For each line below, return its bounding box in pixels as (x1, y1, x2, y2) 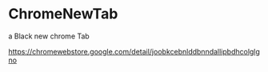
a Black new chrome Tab (8, 31, 90, 41)
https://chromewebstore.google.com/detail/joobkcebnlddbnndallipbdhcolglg (8, 46, 260, 56)
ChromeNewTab (8, 5, 118, 23)
